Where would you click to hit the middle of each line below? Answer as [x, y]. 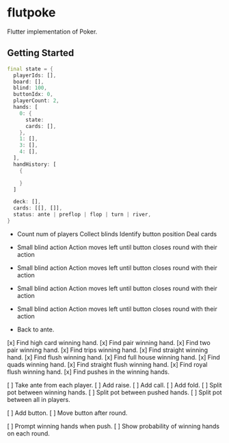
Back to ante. [36, 329]
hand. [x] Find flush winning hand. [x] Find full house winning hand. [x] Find [113, 357]
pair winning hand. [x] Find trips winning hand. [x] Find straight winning [108, 350]
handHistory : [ [35, 164]
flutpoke [31, 13]
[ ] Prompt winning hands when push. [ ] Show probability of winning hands [113, 426]
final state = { [30, 69]
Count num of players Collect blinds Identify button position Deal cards [117, 233]
